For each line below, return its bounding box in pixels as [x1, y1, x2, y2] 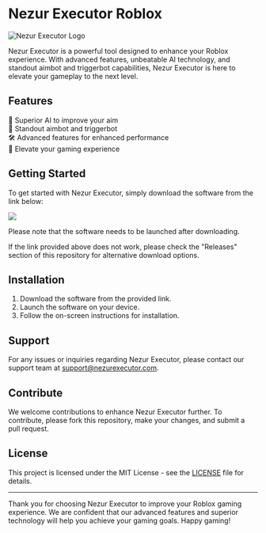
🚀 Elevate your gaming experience [8, 144, 120, 153]
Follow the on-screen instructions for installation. [19, 311, 180, 320]
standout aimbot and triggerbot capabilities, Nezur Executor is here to [8, 62, 236, 72]
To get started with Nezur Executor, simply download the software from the [8, 187, 253, 198]
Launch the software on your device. [19, 302, 140, 312]
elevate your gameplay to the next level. [8, 71, 139, 81]
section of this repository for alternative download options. [8, 250, 199, 259]
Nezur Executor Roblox [8, 5, 162, 23]
